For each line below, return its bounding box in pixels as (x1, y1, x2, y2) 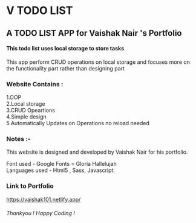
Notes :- (6, 135, 31, 143)
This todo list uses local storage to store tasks (6, 45, 125, 52)
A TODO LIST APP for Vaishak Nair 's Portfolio (6, 28, 182, 38)
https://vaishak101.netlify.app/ (6, 196, 81, 203)
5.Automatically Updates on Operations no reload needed (6, 120, 149, 127)
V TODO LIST (6, 4, 73, 18)
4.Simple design (6, 113, 47, 120)
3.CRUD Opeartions (6, 107, 56, 114)
